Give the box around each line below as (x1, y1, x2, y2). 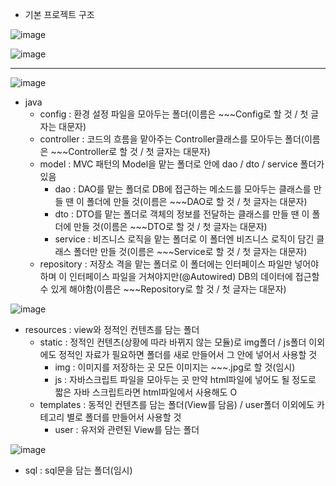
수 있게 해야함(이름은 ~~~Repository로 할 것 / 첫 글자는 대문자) (39, 283, 287, 295)
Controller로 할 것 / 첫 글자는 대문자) (68, 146, 211, 157)
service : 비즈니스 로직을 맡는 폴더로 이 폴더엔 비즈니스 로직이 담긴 (54, 233, 315, 245)
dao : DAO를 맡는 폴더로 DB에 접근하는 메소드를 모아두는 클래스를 (54, 183, 312, 195)
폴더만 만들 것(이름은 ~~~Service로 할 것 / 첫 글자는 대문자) (73, 246, 308, 257)
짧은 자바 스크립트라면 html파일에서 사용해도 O (54, 386, 238, 398)
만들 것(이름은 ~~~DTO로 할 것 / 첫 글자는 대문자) (73, 221, 268, 232)
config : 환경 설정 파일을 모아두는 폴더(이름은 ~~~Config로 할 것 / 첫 (39, 108, 309, 120)
